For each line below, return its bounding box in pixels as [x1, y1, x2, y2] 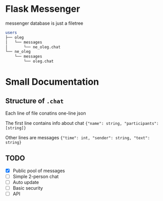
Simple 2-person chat [12, 173, 59, 179]
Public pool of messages [12, 168, 65, 174]
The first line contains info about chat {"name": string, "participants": [5, 120, 159, 126]
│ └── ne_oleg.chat [5, 44, 60, 49]
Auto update [12, 179, 39, 185]
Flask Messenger [5, 3, 80, 15]
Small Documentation [5, 76, 99, 88]
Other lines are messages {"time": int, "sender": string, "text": [5, 135, 150, 141]
